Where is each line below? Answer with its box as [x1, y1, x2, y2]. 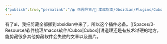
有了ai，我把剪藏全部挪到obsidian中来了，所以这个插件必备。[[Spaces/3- [5, 21, 156, 27]
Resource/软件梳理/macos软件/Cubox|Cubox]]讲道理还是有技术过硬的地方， [5, 27, 162, 33]
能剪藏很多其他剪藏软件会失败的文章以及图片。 [5, 33, 101, 39]
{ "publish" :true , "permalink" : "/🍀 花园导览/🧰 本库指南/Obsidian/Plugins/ [5, 7, 154, 12]
